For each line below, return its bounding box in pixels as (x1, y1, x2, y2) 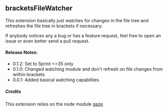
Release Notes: (5, 49, 38, 55)
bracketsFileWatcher (5, 4, 73, 13)
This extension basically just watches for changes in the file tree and (5, 17, 149, 23)
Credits (5, 88, 21, 94)
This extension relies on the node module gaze (5, 101, 103, 107)
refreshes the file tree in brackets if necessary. (5, 23, 103, 29)
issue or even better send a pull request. (5, 38, 90, 44)
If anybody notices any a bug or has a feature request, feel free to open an (5, 32, 161, 38)
